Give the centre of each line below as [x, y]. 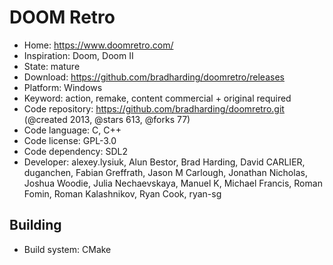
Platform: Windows [63, 87]
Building [35, 225]
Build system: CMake [67, 249]
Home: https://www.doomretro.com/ [98, 45]
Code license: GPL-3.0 [70, 140]
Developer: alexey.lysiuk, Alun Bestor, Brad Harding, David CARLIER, [164, 162]
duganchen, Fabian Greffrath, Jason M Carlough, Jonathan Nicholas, [165, 172]
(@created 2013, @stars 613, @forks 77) [107, 119]
